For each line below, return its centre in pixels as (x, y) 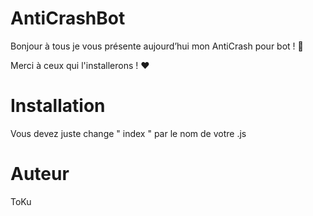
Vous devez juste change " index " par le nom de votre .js (128, 133)
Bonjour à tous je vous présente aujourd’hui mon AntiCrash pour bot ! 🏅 (157, 46)
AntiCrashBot (68, 18)
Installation (58, 106)
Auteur (40, 174)
